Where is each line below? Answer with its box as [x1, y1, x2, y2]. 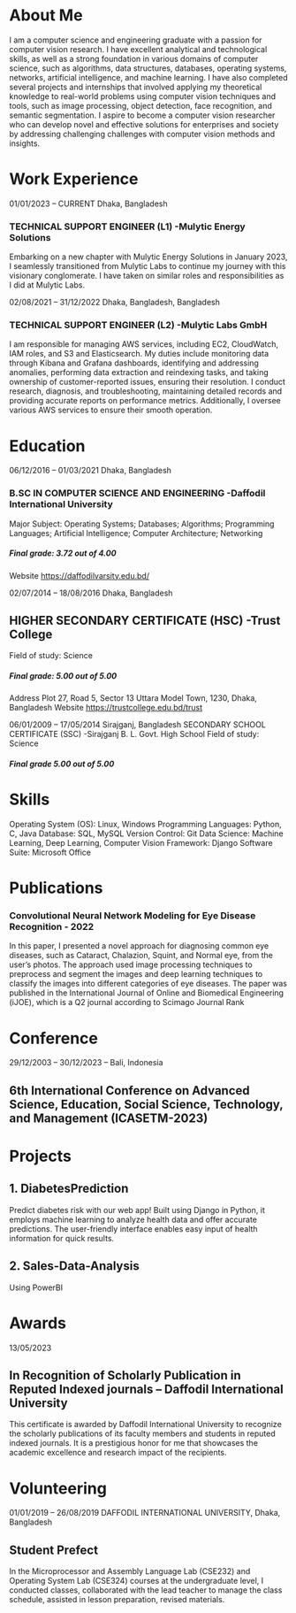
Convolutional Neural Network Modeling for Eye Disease [9, 910, 256, 922]
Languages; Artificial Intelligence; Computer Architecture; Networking [9, 527, 263, 538]
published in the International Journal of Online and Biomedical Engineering [9, 987, 285, 998]
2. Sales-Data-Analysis [9, 1258, 140, 1274]
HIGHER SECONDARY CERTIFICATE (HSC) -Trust [9, 613, 281, 628]
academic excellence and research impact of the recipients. [9, 1448, 227, 1458]
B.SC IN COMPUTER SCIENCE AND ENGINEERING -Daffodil [9, 488, 266, 500]
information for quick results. [9, 1233, 115, 1243]
